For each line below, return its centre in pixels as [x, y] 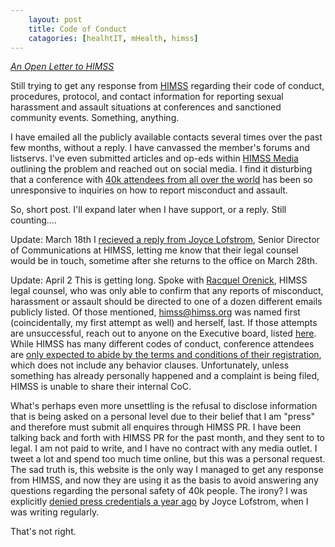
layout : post [55, 19]
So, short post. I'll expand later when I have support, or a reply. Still [148, 210]
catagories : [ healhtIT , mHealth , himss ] [113, 38]
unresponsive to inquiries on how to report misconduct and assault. [149, 190]
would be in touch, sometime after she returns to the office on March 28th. [164, 261]
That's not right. [43, 532]
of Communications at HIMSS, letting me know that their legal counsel [154, 250]
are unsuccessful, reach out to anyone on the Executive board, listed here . [163, 333]
